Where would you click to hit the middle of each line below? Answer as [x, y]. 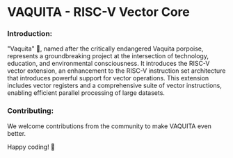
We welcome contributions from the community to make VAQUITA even [110, 126]
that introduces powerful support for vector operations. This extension [108, 78]
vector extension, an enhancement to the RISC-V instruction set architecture [116, 71]
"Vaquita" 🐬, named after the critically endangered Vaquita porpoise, [105, 49]
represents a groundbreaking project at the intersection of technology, [108, 56]
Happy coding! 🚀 [31, 147]
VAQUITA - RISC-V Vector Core [98, 12]
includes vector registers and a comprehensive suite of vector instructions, [115, 86]
